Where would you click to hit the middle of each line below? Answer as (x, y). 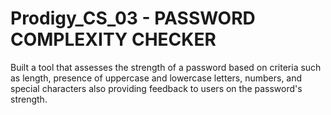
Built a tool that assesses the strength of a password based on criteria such (166, 67)
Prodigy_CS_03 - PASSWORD (133, 18)
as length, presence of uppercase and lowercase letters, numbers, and (156, 78)
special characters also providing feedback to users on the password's (156, 88)
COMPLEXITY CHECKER (113, 39)
